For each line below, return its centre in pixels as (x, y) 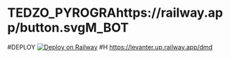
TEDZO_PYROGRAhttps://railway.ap (115, 13)
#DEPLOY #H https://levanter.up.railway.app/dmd (110, 47)
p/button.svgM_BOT (68, 28)
